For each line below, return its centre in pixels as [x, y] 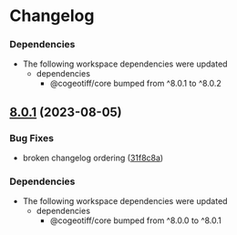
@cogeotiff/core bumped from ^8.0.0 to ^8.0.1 [135, 220]
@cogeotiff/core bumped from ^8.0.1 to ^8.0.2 [135, 84]
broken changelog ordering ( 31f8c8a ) [93, 158]
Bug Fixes [32, 138]
